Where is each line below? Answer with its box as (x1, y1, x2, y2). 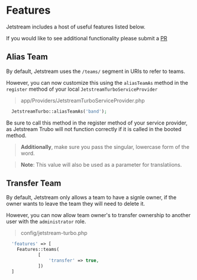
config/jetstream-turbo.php (20, 230, 88, 237)
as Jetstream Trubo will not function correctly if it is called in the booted (6, 125, 182, 132)
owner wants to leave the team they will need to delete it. (6, 200, 146, 208)
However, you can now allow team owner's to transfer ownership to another (6, 212, 191, 219)
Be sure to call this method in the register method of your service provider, (6, 119, 188, 126)
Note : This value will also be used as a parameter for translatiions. (20, 161, 182, 168)
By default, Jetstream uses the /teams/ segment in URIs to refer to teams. (6, 68, 185, 75)
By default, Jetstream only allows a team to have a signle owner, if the (6, 194, 177, 201)
